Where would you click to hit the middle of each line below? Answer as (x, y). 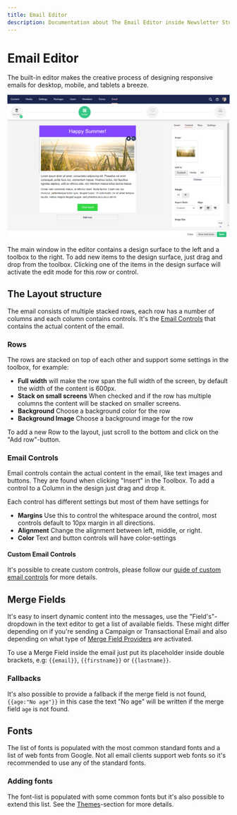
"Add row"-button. (34, 439)
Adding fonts (30, 781)
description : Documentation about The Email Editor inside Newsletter (113, 22)
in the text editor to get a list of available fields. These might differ (134, 624)
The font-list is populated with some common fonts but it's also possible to (116, 797)
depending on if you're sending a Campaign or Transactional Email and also (117, 632)
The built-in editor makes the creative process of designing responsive (110, 78)
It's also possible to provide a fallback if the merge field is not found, (107, 694)
